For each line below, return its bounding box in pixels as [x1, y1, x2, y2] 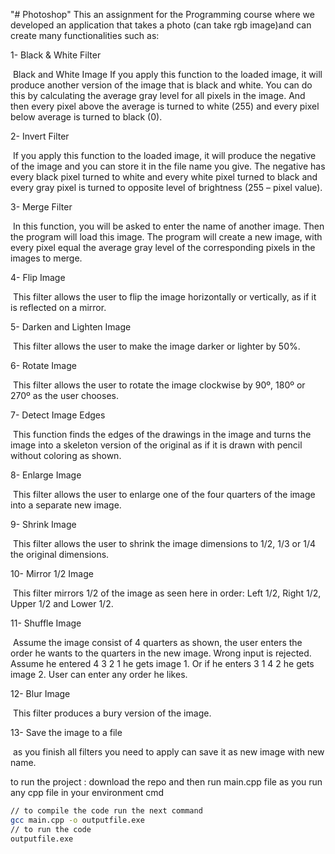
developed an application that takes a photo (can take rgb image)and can [10, 19, 312, 31]
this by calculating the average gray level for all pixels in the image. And [10, 90, 306, 101]
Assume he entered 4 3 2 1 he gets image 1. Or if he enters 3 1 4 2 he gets [10, 658, 315, 669]
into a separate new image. [10, 499, 122, 511]
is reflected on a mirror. [10, 302, 107, 313]
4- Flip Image [10, 272, 66, 283]
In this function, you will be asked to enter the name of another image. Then [12, 220, 325, 232]
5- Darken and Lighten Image [10, 321, 132, 333]
